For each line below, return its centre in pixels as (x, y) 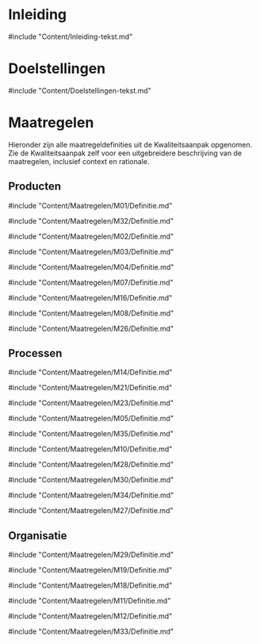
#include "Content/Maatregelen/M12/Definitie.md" (90, 616)
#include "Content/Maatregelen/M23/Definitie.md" (91, 403)
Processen (35, 353)
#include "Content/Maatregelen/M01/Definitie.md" (90, 205)
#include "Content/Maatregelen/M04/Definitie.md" (91, 266)
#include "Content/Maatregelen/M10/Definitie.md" (90, 449)
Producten (35, 187)
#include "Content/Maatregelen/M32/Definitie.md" (91, 220)
